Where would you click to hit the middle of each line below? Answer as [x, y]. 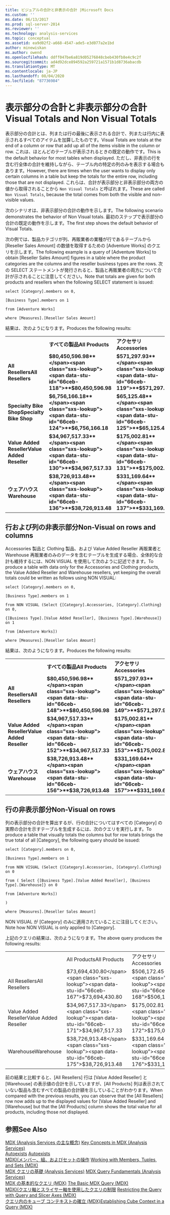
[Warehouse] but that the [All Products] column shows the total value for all [83, 1107]
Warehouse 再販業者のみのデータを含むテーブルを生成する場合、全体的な [82, 555]
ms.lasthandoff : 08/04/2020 [35, 76]
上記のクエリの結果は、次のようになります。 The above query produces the [84, 938]
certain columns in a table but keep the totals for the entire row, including [81, 176]
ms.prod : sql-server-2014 [32, 24]
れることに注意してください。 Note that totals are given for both [89, 276]
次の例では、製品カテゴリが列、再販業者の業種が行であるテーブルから [78, 239]
